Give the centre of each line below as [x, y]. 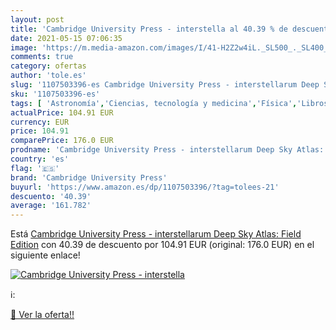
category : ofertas [48, 66]
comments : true [42, 57]
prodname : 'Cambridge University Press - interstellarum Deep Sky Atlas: [167, 150]
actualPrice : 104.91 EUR [62, 112]
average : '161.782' [51, 206]
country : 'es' [40, 159]
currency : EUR [40, 122]
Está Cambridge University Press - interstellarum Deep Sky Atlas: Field [156, 234]
